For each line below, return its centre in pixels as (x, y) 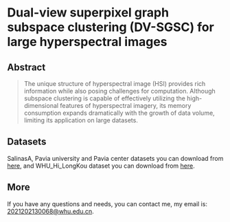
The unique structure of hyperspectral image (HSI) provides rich (115, 84)
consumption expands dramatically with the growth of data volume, (119, 113)
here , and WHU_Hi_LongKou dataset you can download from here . (101, 166)
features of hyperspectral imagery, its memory (126, 106)
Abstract (26, 67)
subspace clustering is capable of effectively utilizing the (104, 98)
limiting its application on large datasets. (81, 120)
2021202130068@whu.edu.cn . (50, 211)
